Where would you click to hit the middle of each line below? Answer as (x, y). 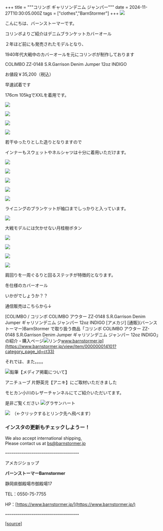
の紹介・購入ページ (24, 341)
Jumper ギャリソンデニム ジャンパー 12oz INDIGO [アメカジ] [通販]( (73, 323)
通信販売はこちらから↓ (28, 306)
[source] (14, 524)
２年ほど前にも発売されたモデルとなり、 (46, 44)
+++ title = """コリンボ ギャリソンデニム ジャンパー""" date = (67, 7)
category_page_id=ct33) (30, 351)
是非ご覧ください (22, 403)
